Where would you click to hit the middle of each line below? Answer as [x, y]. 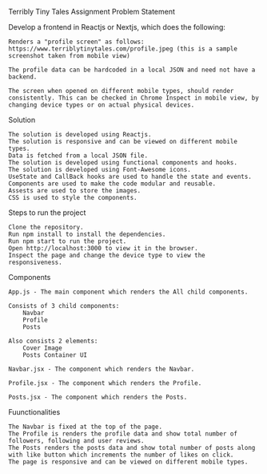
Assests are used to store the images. [75, 191]
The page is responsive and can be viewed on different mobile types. [128, 462]
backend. [23, 77]
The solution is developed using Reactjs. [80, 135]
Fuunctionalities [34, 412]
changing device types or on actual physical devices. [102, 105]
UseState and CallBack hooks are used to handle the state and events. [130, 176]
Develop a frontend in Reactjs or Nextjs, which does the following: [117, 27]
